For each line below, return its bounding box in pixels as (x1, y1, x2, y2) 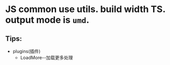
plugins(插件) (12, 48, 41, 54)
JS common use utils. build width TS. (5, 4, 166, 15)
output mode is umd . (5, 14, 89, 26)
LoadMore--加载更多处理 (20, 54, 73, 60)
